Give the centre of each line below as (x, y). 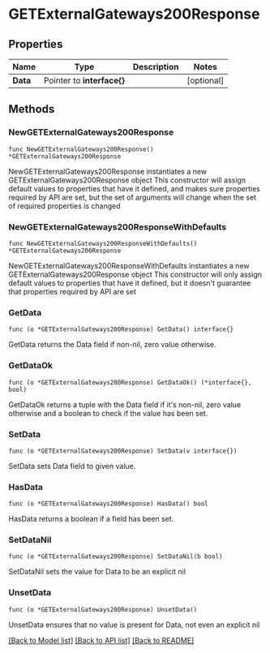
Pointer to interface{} (84, 80)
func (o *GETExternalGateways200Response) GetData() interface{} (121, 329)
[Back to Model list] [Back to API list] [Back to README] (101, 640)
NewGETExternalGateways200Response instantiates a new (108, 171)
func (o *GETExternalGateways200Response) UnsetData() (103, 609)
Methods (32, 109)
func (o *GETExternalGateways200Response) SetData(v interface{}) (123, 451)
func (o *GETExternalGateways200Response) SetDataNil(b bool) (116, 556)
